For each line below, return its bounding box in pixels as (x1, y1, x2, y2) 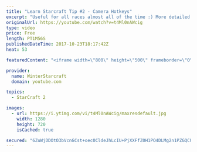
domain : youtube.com (11, 78, 62, 85)
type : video (6, 25, 35, 31)
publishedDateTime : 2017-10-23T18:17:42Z (6, 42, 109, 47)
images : (6, 105, 25, 111)
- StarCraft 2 (11, 95, 46, 101)
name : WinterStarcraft (11, 73, 67, 79)
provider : (6, 68, 30, 74)
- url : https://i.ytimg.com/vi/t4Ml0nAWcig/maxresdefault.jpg (11, 110, 167, 116)
